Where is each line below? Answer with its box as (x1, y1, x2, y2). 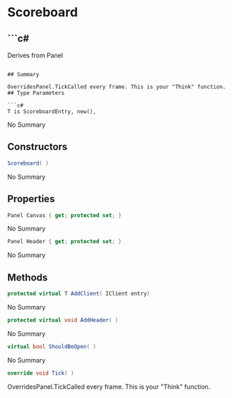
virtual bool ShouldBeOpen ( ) (7, 343, 97, 350)
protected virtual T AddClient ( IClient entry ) (7, 291, 151, 298)
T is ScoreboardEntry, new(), (7, 108, 97, 115)
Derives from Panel (7, 51, 64, 59)
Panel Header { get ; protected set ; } (7, 238, 122, 245)
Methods (7, 271, 48, 283)
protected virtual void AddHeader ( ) (7, 316, 119, 324)
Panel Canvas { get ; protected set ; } (7, 211, 122, 219)
